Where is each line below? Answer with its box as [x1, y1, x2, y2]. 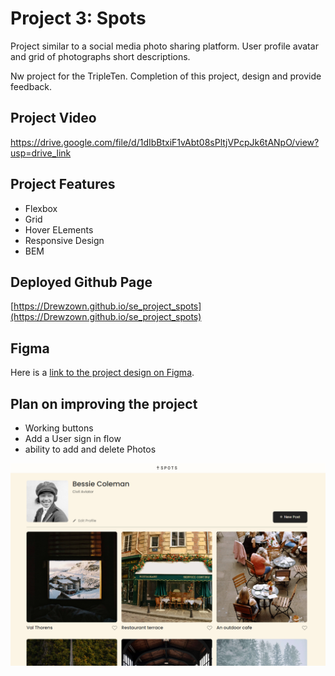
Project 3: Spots [10, 7, 147, 30]
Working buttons [24, 422, 94, 434]
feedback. [10, 80, 52, 92]
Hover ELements [24, 223, 94, 236]
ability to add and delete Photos [24, 443, 157, 455]
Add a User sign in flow [24, 433, 122, 444]
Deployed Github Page [10, 273, 153, 291]
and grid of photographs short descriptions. [10, 50, 191, 62]
